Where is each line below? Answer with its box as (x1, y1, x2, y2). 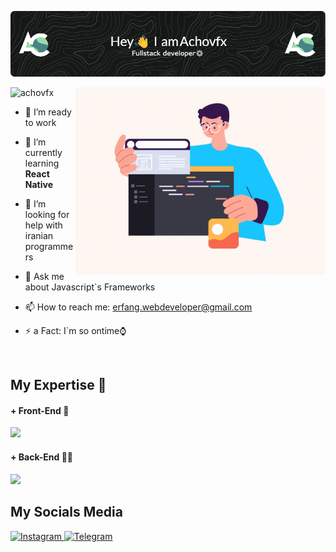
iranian (24, 229, 54, 241)
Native (24, 178, 53, 190)
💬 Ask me (24, 270, 65, 282)
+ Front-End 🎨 (10, 404, 70, 416)
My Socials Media (10, 504, 123, 521)
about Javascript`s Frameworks (24, 281, 156, 293)
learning (24, 157, 60, 169)
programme (24, 240, 74, 252)
